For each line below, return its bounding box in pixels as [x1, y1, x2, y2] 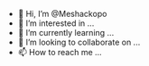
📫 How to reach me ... [17, 47, 102, 57]
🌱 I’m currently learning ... [17, 28, 115, 37]
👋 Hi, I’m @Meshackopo [17, 9, 107, 19]
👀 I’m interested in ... [17, 18, 95, 29]
